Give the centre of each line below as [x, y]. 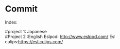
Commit [21, 9]
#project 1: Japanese [26, 31]
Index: [11, 22]
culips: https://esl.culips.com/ [34, 41]
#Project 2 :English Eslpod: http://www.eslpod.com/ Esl [60, 37]
